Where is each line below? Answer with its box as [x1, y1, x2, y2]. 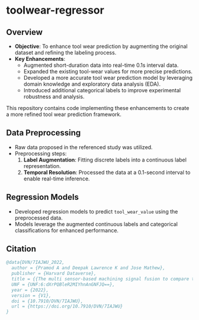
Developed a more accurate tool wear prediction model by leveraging [23, 75, 193, 81]
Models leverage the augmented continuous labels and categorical [14, 220, 178, 228]
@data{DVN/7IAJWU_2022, [6, 260, 65, 266]
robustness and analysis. [23, 93, 85, 100]
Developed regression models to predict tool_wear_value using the [14, 208, 178, 215]
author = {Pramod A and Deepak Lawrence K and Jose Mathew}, [11, 265, 166, 271]
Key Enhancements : [14, 56, 66, 62]
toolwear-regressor [6, 4, 105, 17]
